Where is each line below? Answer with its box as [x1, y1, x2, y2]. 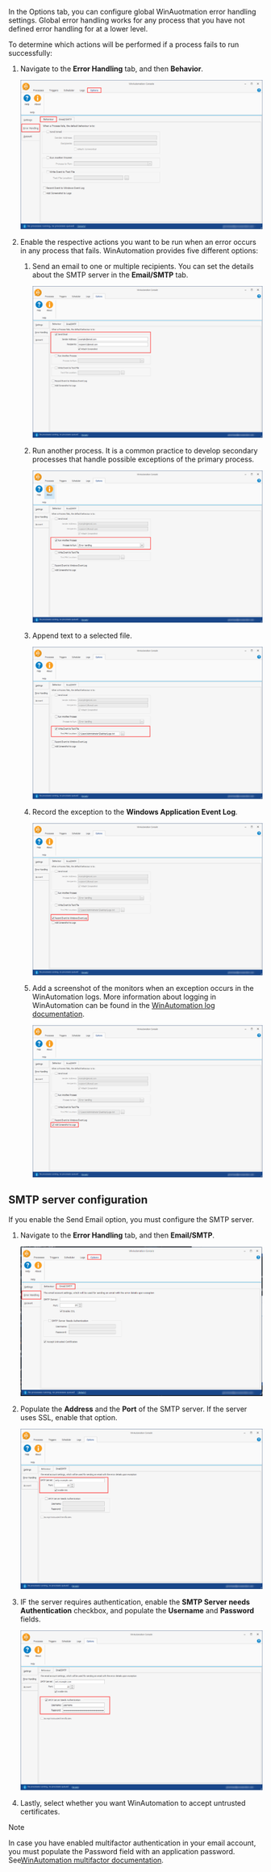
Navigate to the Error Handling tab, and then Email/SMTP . [19, 1230, 215, 1240]
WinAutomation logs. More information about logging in [31, 992, 216, 1001]
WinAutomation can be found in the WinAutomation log [31, 1000, 215, 1010]
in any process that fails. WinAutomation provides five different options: [19, 246, 259, 255]
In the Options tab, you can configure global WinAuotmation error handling [8, 7, 256, 16]
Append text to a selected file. [31, 630, 133, 641]
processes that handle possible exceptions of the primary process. [31, 454, 255, 464]
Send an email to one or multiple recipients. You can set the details [31, 261, 254, 271]
